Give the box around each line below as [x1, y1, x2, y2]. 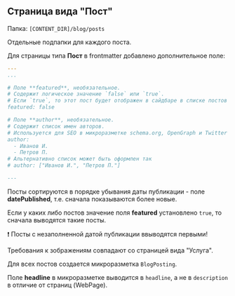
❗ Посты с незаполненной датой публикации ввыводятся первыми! [7, 229, 208, 238]
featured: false [7, 104, 55, 111]
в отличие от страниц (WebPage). [7, 281, 107, 289]
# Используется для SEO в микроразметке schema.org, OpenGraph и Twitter [7, 129, 228, 136]
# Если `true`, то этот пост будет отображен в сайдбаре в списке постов [7, 97, 228, 105]
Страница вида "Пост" [7, 6, 114, 18]
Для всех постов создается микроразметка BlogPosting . [7, 260, 177, 268]
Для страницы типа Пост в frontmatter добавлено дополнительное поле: [7, 51, 226, 60]
